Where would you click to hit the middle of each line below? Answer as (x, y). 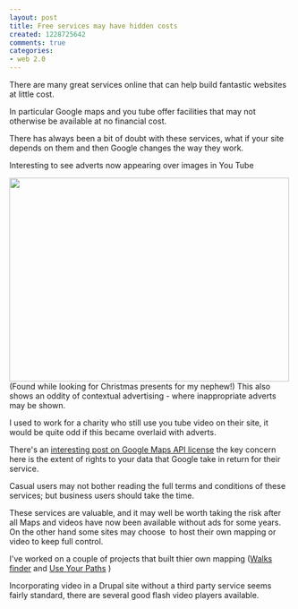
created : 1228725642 (48, 34)
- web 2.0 (28, 59)
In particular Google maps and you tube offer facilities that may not (133, 112)
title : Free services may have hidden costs (94, 26)
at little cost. (32, 94)
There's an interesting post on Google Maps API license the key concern (143, 450)
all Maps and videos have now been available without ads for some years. (145, 522)
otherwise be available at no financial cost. (88, 121)
